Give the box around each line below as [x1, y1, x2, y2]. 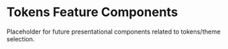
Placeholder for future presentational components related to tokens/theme [6, 27, 221, 36]
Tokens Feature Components [6, 4, 178, 20]
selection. [6, 34, 35, 43]
